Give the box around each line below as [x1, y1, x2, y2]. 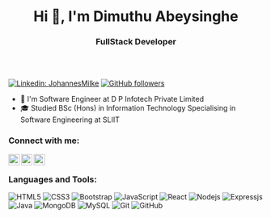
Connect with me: [8, 135, 80, 146]
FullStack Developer [95, 36, 176, 48]
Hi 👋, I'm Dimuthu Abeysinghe [33, 7, 239, 26]
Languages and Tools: [8, 174, 97, 185]
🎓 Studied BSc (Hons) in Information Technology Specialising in [19, 103, 236, 113]
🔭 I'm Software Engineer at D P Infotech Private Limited [19, 94, 205, 104]
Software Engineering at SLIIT [19, 115, 120, 124]
